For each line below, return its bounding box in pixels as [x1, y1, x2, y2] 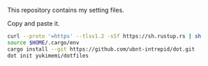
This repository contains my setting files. [7, 6, 124, 14]
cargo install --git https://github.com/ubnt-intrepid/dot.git [7, 45, 195, 53]
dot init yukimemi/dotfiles [7, 52, 89, 59]
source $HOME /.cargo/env [7, 39, 80, 46]
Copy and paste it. [7, 19, 60, 27]
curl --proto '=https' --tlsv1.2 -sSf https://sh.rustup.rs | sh [7, 33, 201, 40]
